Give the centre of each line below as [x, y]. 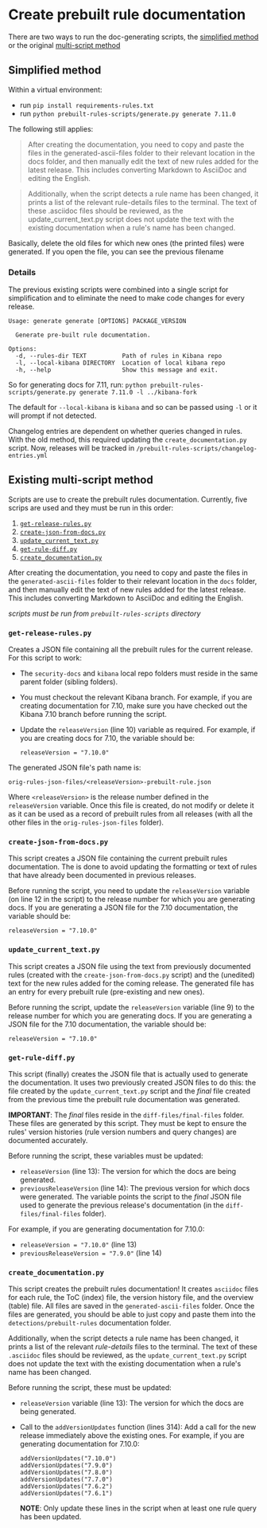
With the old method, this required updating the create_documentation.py [128, 439]
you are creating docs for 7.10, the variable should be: [107, 738]
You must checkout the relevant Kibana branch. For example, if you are [136, 697]
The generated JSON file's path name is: [75, 768]
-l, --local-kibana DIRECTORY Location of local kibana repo [120, 363]
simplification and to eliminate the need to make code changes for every [126, 298]
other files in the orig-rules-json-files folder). [86, 822]
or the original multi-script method [64, 45]
